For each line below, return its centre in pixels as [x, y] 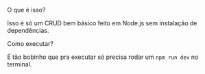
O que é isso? [26, 10]
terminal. [20, 64]
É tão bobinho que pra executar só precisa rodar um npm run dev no [103, 57]
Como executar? [30, 44]
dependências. [28, 30]
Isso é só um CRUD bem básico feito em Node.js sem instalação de [102, 23]
